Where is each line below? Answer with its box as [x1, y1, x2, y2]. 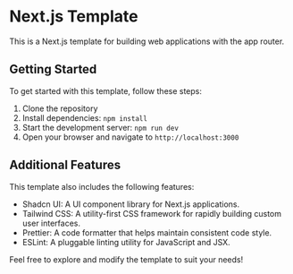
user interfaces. [21, 218, 80, 228]
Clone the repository [21, 103, 98, 114]
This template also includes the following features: [9, 181, 195, 192]
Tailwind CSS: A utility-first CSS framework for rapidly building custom [21, 208, 282, 218]
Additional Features [9, 158, 121, 173]
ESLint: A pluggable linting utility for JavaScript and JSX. [21, 236, 230, 247]
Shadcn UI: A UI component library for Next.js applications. [21, 199, 240, 210]
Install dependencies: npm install [21, 112, 147, 123]
